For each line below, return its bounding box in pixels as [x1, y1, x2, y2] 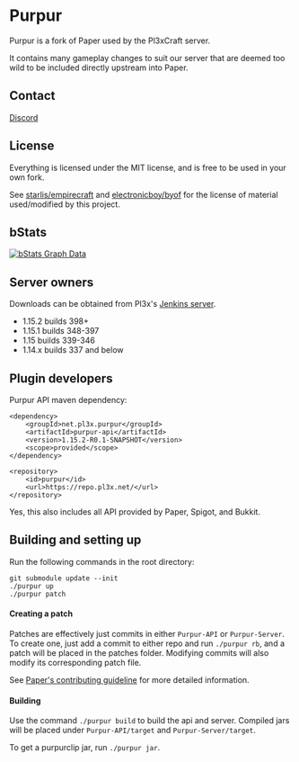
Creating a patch [9, 608, 74, 619]
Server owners [9, 274, 94, 290]
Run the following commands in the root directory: [9, 556, 195, 567]
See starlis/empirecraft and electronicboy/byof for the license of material [9, 189, 278, 200]
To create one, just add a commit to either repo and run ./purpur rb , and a [9, 638, 286, 649]
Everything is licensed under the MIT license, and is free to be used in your [9, 162, 287, 173]
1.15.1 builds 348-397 [22, 326, 100, 336]
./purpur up [9, 581, 54, 590]
